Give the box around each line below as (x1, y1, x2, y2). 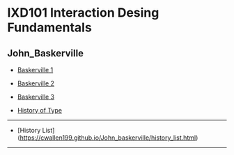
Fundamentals (7, 19, 92, 35)
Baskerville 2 (17, 79, 54, 88)
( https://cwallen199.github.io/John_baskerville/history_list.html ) (17, 133, 198, 142)
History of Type (17, 106, 63, 114)
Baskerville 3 (17, 92, 55, 101)
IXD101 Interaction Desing (7, 5, 159, 21)
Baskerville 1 (17, 66, 54, 74)
